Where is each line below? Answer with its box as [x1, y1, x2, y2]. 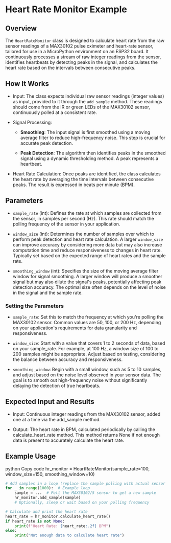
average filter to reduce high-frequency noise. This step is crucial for [20, 134, 166, 141]
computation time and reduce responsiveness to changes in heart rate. [12, 247, 162, 253]
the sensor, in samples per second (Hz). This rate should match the [12, 215, 155, 221]
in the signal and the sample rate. [12, 289, 83, 296]
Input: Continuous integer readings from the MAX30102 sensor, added [12, 411, 161, 417]
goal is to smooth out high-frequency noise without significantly [12, 377, 148, 383]
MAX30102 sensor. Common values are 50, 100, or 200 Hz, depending [12, 319, 161, 325]
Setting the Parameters [5, 302, 64, 309]
